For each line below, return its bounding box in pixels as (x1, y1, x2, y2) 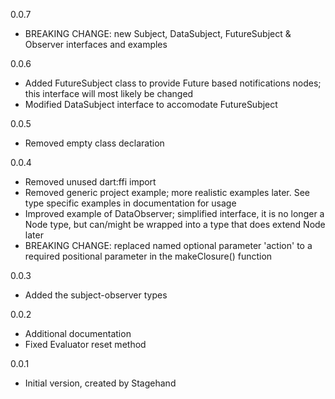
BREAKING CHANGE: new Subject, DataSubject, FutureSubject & (24, 28, 292, 39)
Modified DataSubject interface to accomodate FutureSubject (24, 99, 278, 110)
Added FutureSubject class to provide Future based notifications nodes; (24, 77, 322, 89)
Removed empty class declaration (24, 137, 165, 149)
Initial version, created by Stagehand (24, 377, 177, 389)
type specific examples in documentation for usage (24, 197, 237, 209)
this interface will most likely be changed (24, 88, 194, 99)
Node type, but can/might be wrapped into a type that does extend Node (24, 219, 326, 230)
